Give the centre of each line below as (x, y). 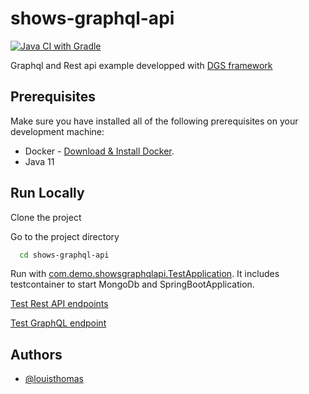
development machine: (57, 131)
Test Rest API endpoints (59, 304)
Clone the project (46, 217)
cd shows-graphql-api (64, 255)
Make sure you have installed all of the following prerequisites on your (154, 121)
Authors (36, 354)
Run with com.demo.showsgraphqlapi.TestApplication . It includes (145, 274)
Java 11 (39, 161)
